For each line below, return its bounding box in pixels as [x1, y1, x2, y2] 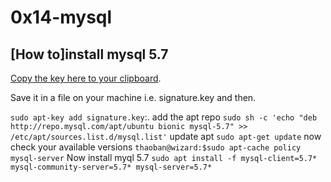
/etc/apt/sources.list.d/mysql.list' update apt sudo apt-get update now [10, 131, 322, 142]
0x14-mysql [10, 6, 113, 29]
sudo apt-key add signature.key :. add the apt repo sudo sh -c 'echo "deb [10, 111, 318, 123]
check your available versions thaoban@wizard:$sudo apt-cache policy [10, 141, 302, 153]
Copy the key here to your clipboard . [10, 72, 162, 84]
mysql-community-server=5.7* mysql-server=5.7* [10, 162, 213, 172]
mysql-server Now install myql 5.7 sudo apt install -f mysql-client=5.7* [10, 152, 318, 163]
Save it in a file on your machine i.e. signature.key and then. [10, 92, 257, 103]
